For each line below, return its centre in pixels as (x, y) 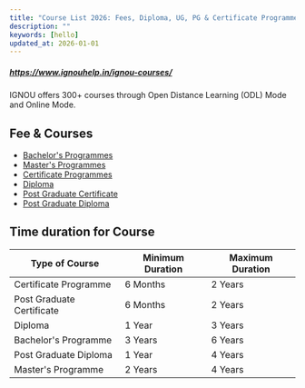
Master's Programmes (64, 165)
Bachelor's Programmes (68, 155)
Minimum (163, 257)
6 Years (227, 340)
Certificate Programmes (67, 174)
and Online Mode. (43, 104)
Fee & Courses (51, 133)
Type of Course (65, 263)
